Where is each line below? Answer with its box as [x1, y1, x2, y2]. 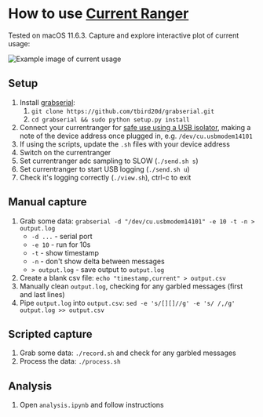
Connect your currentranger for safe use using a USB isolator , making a [19, 122, 251, 132]
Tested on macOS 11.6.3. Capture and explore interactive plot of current [8, 31, 239, 40]
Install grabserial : [19, 97, 76, 107]
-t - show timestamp [31, 248, 100, 257]
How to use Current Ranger [8, 5, 189, 23]
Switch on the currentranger [19, 147, 111, 157]
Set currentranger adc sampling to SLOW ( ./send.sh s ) [19, 156, 199, 165]
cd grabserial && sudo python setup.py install [31, 115, 190, 124]
